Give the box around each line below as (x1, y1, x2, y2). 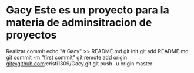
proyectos (6, 29, 57, 41)
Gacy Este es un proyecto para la (6, 4, 169, 17)
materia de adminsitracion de (6, 16, 152, 29)
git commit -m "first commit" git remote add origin (6, 54, 128, 61)
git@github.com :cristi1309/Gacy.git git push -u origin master (6, 60, 153, 67)
